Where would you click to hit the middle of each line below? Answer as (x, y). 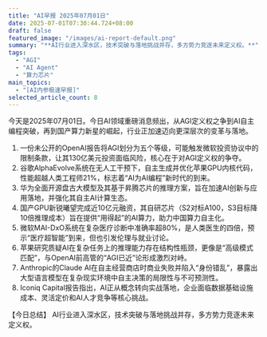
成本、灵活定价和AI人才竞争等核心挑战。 (86, 298)
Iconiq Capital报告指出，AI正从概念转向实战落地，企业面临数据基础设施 (136, 287)
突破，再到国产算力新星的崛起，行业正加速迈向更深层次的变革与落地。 (137, 131)
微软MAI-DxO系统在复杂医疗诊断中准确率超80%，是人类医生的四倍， (133, 228)
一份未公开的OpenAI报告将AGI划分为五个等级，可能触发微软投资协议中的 (139, 148)
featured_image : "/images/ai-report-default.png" (92, 38)
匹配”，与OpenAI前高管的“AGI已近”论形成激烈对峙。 (105, 258)
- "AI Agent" (37, 68)
